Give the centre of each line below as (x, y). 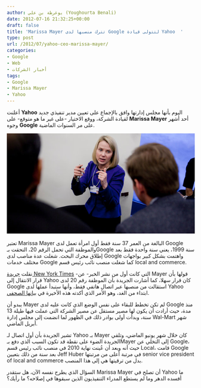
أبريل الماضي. (22, 323)
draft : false (23, 25)
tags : (13, 76)
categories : (21, 51)
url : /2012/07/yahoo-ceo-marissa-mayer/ (58, 44)
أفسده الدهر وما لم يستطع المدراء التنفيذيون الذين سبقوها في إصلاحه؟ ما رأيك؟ (94, 378)
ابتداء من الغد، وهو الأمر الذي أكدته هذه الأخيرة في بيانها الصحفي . (78, 293)
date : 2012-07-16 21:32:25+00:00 (48, 19)
